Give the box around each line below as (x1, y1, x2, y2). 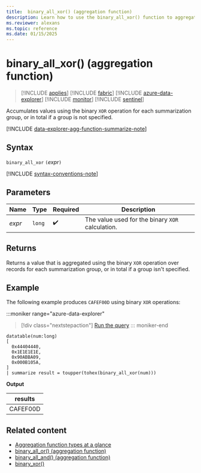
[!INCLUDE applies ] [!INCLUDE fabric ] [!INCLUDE (20, 89, 142, 96)
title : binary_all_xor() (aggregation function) (6, 8, 133, 15)
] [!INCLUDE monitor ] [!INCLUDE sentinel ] (41, 96, 145, 103)
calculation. (84, 223, 118, 231)
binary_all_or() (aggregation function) (14, 447, 106, 455)
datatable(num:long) (6, 333, 58, 339)
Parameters (6, 187, 51, 198)
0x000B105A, (11, 360, 42, 366)
